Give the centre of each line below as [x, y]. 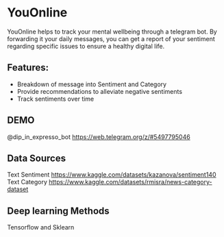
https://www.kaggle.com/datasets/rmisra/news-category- [130, 182]
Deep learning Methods [58, 211]
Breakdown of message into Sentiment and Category [91, 84]
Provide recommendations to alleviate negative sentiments [100, 91]
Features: [28, 67]
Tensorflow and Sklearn [41, 227]
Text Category [27, 182]
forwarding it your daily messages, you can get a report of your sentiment [111, 38]
